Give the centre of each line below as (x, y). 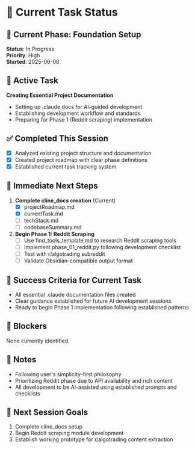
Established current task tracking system (66, 166)
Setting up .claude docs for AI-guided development (79, 107)
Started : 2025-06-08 (33, 62)
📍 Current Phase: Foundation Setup (74, 35)
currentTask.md (43, 214)
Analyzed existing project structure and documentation (83, 153)
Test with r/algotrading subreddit (64, 254)
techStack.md (41, 220)
